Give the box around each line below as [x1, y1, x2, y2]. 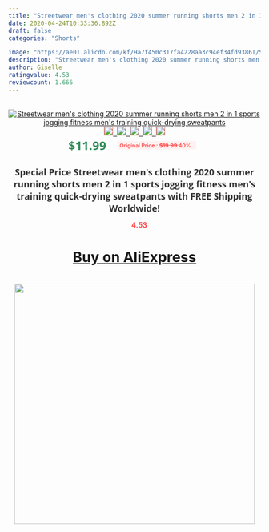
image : [8, 49, 30, 57]
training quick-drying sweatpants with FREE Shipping [16, 189, 253, 203]
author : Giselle [8, 63, 62, 72]
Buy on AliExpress [72, 248, 197, 267]
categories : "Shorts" [8, 34, 81, 42]
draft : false [8, 26, 52, 34]
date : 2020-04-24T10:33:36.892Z [8, 19, 116, 27]
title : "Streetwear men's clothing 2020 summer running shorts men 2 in [8, 11, 256, 20]
